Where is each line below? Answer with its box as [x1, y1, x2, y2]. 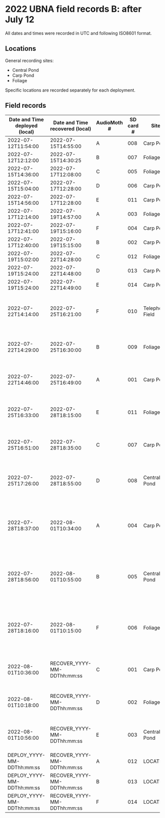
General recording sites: [5, 58, 54, 64]
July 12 [5, 14, 34, 25]
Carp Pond [12, 72, 34, 78]
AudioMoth [96, 119, 123, 126]
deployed [15, 122, 38, 129]
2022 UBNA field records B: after [5, 3, 142, 15]
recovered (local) [50, 125, 92, 132]
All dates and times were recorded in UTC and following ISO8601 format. [5, 30, 152, 36]
